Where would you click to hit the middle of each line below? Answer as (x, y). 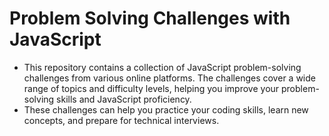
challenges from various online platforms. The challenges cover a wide (169, 78)
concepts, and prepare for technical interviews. (121, 120)
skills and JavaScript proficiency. (124, 99)
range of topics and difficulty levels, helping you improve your (151, 88)
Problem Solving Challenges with (150, 18)
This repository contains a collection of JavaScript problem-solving (162, 67)
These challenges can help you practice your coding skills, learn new (166, 109)
